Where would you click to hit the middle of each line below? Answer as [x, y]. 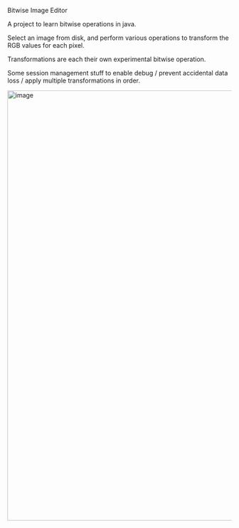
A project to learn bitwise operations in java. [72, 24]
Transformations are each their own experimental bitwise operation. [107, 59]
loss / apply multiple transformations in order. [74, 80]
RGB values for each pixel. [46, 45]
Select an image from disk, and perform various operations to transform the [118, 38]
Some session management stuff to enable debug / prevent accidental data [118, 73]
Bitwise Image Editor [37, 10]
